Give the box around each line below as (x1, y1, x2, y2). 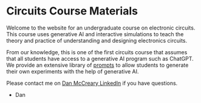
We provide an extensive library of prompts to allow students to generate (6, 61, 189, 69)
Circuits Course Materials (6, 4, 138, 18)
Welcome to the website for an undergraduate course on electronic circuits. (6, 24, 196, 31)
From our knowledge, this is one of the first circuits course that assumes (6, 48, 188, 55)
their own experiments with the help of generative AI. (6, 67, 139, 75)
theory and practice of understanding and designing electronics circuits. (6, 37, 187, 44)
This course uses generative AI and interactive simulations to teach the (6, 30, 184, 37)
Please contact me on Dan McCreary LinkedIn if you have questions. (6, 80, 178, 87)
